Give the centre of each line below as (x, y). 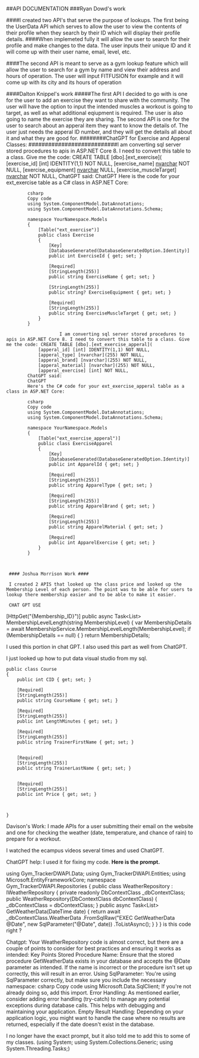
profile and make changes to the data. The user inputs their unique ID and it (99, 45)
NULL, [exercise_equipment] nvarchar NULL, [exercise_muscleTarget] (91, 170)
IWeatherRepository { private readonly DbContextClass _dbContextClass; (96, 892)
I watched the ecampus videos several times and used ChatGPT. (85, 850)
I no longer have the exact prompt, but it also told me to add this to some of (98, 1036)
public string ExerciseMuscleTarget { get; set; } (113, 313)
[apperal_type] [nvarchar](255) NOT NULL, (91, 355)
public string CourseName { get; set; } (67, 701)
